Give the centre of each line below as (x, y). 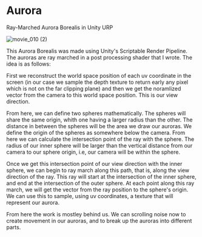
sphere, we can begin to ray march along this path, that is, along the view (98, 170)
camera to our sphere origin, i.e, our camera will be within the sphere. (93, 152)
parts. (14, 227)
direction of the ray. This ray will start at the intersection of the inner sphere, (102, 176)
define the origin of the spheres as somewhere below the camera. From (96, 132)
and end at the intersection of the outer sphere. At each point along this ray (100, 183)
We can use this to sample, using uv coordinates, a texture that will (90, 196)
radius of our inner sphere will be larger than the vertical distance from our (99, 145)
